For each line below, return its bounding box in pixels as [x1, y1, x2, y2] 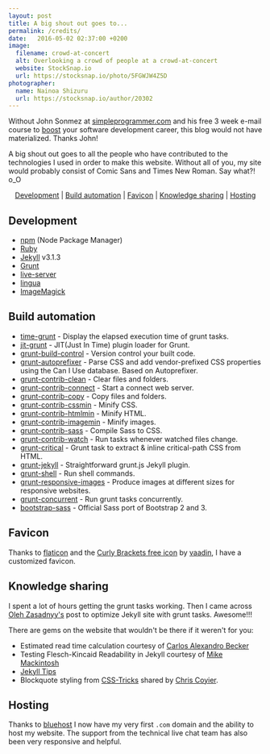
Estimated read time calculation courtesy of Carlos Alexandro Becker [19, 640, 250, 650]
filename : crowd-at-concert [15, 49, 110, 57]
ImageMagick [19, 287, 66, 297]
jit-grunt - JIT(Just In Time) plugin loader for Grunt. [19, 340, 190, 349]
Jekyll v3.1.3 [19, 252, 61, 262]
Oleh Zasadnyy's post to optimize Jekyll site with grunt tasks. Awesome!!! [8, 610, 252, 619]
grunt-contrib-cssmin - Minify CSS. [19, 400, 138, 410]
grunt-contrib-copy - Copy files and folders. [19, 391, 167, 401]
